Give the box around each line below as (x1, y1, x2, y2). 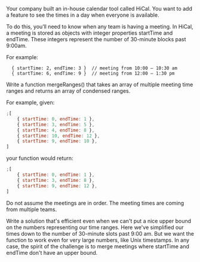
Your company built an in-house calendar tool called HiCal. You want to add (6, 5, 193, 12)
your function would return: (6, 155, 73, 162)
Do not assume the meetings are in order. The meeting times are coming (6, 199, 184, 206)
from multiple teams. (6, 206, 57, 213)
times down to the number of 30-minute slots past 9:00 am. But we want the (6, 230, 194, 237)
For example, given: (6, 99, 55, 106)
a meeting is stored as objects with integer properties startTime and (6, 29, 173, 36)
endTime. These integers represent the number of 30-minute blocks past (6, 36, 186, 42)
